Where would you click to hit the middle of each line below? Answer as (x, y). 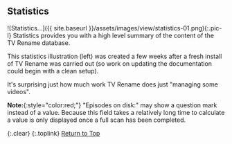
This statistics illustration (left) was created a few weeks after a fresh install (115, 56)
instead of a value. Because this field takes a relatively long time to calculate (116, 112)
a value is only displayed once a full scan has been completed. (97, 120)
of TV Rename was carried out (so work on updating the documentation (110, 63)
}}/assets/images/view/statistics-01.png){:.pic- (155, 28)
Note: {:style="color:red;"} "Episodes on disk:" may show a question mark (112, 105)
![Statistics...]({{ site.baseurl (47, 28)
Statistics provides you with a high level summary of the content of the (114, 35)
